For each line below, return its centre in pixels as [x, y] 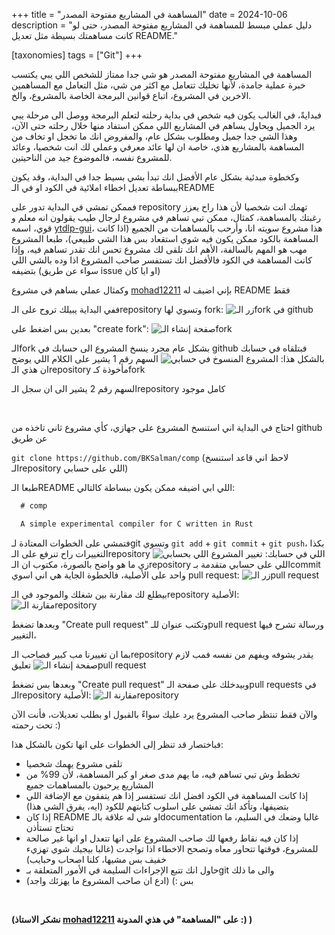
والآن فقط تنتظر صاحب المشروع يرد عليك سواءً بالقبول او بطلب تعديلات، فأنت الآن [164, 714]
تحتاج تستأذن [49, 827]
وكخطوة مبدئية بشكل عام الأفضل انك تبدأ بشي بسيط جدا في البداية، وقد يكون [155, 177]
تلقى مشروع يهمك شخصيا [74, 763]
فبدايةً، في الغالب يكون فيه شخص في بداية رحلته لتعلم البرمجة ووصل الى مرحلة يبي [166, 115]
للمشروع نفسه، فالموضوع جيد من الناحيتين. [92, 157]
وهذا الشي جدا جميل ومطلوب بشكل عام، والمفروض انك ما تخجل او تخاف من [154, 136]
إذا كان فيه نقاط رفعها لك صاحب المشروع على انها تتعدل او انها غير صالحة [162, 838]
